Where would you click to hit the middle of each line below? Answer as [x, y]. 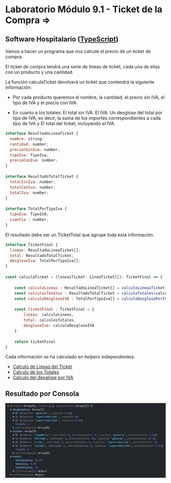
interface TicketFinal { [32, 245]
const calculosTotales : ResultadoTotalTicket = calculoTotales [84, 293]
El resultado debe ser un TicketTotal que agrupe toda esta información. [80, 235]
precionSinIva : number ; [35, 150]
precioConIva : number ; [34, 160]
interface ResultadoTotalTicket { [42, 177]
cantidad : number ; [30, 144]
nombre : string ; [27, 139]
